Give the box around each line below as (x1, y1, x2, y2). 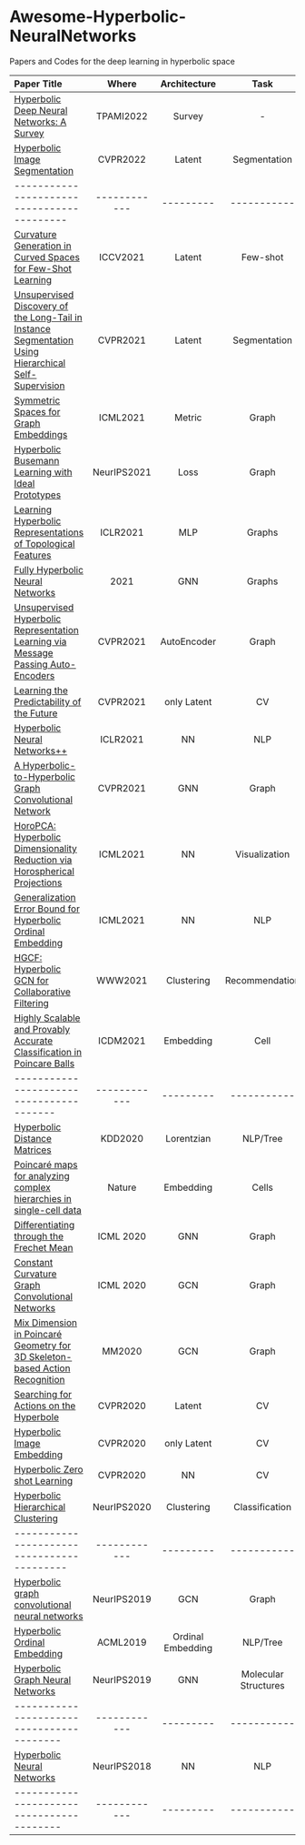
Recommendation (224, 973, 300, 986)
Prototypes (14, 489, 62, 501)
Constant (14, 1255, 54, 1268)
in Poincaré (14, 1327, 63, 1340)
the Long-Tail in (14, 311, 84, 324)
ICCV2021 (98, 250, 145, 263)
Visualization (235, 848, 290, 861)
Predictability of (14, 695, 82, 708)
